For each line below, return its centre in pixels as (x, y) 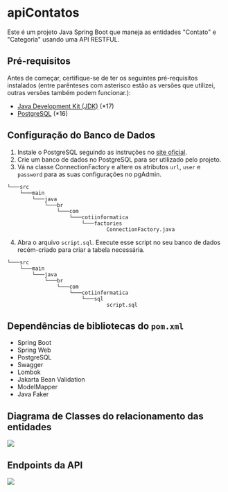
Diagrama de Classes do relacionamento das (105, 416)
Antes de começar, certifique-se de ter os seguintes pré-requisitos (103, 78)
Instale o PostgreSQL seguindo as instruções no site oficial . (102, 152)
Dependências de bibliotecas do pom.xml (96, 326)
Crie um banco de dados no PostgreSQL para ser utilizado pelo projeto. (119, 159)
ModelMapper (37, 387)
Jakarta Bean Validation (51, 380)
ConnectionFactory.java (141, 229)
